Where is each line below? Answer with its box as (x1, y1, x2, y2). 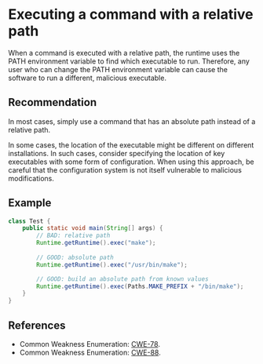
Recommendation (8, 96, 97, 109)
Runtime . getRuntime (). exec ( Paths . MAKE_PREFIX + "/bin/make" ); (36, 282, 244, 290)
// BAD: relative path (36, 231, 111, 240)
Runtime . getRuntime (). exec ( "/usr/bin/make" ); (36, 260, 188, 268)
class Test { (8, 217, 51, 225)
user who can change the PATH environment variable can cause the (8, 64, 228, 74)
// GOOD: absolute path (36, 253, 114, 261)
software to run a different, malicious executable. (8, 73, 167, 82)
